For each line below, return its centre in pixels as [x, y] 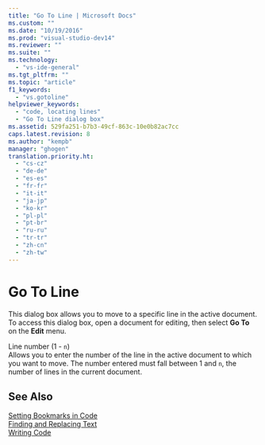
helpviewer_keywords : [44, 104]
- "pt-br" [31, 223]
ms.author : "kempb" [40, 141]
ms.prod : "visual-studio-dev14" [61, 38]
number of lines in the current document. [75, 372]
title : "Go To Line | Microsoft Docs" [72, 16]
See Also [31, 396]
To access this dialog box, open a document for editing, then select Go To [129, 322]
